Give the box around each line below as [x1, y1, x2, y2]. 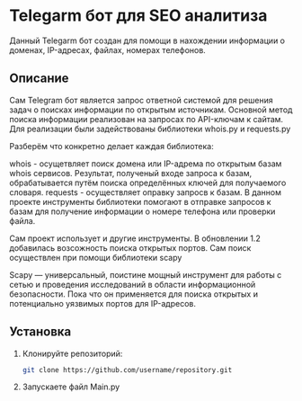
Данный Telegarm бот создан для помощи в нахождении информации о [9, 35, 286, 46]
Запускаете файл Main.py [22, 381, 120, 392]
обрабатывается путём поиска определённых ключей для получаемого [9, 177, 287, 188]
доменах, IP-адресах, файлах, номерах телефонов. [9, 44, 207, 55]
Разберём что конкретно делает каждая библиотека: [9, 140, 214, 151]
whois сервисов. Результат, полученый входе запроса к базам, [9, 167, 253, 178]
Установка [9, 325, 72, 340]
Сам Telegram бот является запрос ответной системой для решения [9, 94, 274, 105]
